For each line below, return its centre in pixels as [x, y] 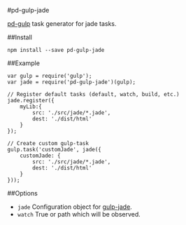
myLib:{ [31, 107]
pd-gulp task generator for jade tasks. [62, 23]
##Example [24, 63]
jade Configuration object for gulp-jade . [75, 207]
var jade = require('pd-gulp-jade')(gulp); [72, 82]
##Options [23, 193]
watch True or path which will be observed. [79, 214]
